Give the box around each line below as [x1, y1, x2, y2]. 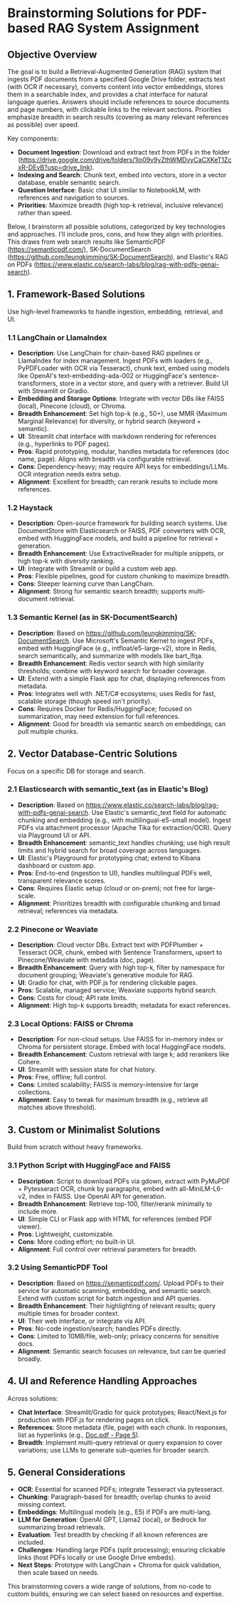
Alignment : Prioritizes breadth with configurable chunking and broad [17, 899, 221, 908]
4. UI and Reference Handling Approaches [7, 1375, 198, 1387]
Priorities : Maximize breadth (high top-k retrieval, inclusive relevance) [17, 201, 224, 209]
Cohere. [17, 1058, 42, 1066]
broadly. [17, 1354, 43, 1363]
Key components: [7, 134, 59, 142]
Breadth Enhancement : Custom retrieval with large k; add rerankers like [17, 1050, 230, 1059]
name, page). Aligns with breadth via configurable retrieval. [17, 455, 192, 464]
